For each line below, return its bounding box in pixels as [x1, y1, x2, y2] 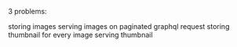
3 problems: [8, 7, 47, 16]
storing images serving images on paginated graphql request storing [8, 22, 230, 31]
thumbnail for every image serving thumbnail [8, 31, 153, 39]
